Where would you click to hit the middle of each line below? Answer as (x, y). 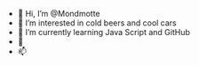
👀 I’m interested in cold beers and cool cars (97, 23)
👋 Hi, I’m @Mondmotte (59, 14)
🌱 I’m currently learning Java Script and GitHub (104, 32)
